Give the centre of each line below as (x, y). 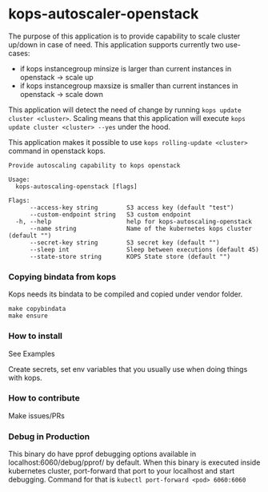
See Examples (32, 353)
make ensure (28, 316)
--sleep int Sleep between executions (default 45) (144, 249)
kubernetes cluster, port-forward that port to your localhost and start (122, 471)
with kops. (25, 377)
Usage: (19, 179)
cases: (19, 53)
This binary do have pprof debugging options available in (102, 454)
